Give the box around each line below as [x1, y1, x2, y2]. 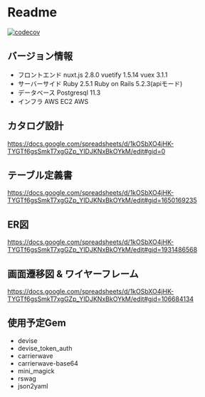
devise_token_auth [17, 344, 73, 352]
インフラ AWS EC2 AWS [17, 97, 89, 105]
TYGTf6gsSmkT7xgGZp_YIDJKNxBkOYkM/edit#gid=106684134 [7, 295, 194, 303]
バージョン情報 [7, 51, 73, 63]
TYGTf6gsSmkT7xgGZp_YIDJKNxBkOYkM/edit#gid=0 [7, 147, 166, 155]
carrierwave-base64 [17, 359, 78, 367]
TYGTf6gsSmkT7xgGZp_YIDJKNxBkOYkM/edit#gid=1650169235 [7, 196, 197, 205]
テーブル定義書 [7, 169, 73, 181]
